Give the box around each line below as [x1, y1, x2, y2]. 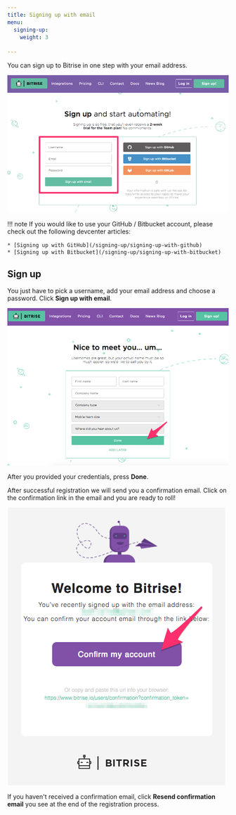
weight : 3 [20, 34, 49, 41]
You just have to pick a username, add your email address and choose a [7, 287, 216, 295]
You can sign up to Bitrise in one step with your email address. [7, 61, 188, 70]
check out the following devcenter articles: [7, 227, 131, 236]
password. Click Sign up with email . [7, 294, 112, 302]
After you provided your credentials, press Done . [7, 472, 149, 481]
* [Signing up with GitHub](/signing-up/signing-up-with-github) [7, 242, 202, 249]
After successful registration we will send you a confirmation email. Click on [7, 486, 227, 494]
